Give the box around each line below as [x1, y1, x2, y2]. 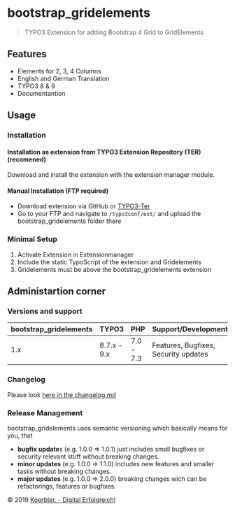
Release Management [7, 408, 83, 417]
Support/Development [152, 324, 229, 334]
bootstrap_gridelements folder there [17, 217, 122, 225]
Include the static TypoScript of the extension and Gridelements [17, 257, 201, 266]
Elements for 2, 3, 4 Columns [17, 66, 101, 75]
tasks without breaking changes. [17, 467, 112, 476]
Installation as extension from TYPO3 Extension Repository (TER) [7, 147, 201, 156]
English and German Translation [17, 74, 110, 82]
